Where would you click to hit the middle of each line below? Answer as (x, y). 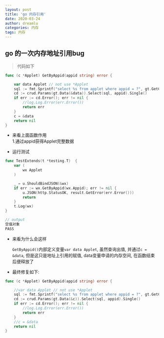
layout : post (18, 10)
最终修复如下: (26, 272)
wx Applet (32, 170)
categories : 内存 (22, 28)
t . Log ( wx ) (24, 206)
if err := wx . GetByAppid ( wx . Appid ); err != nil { (65, 188)
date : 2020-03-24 (23, 19)
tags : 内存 (15, 32)
